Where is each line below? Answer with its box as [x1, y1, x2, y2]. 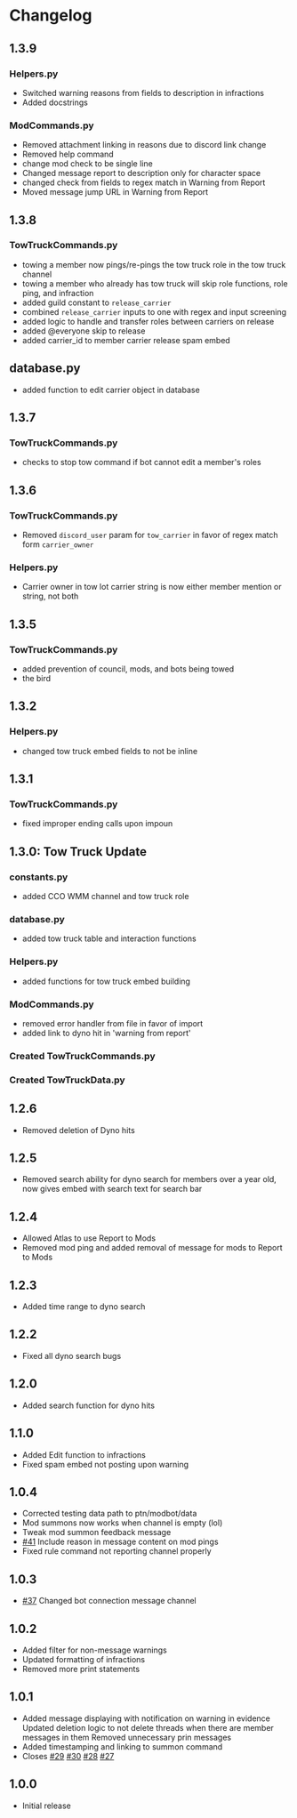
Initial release [21, 1800, 71, 1811]
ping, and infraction [21, 287, 94, 298]
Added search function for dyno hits [21, 1400, 156, 1411]
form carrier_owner [21, 539, 94, 550]
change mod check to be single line [21, 158, 153, 169]
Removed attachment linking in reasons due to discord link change [21, 140, 267, 150]
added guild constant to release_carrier [21, 297, 172, 308]
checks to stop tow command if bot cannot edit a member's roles [21, 457, 261, 468]
